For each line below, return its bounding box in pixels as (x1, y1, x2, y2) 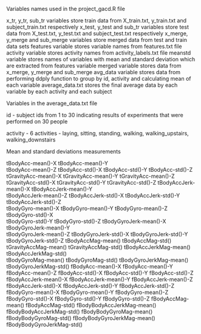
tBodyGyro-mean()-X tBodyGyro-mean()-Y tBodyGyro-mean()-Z (6, 205, 168, 212)
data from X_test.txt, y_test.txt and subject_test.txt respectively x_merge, (6, 30, 188, 37)
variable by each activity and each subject (6, 88, 112, 95)
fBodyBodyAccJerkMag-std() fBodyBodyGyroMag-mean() (6, 308, 153, 315)
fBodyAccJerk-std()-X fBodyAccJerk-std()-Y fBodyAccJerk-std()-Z (6, 282, 175, 289)
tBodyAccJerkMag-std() (6, 250, 67, 257)
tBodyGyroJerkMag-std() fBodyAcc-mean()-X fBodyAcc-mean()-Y (6, 263, 173, 270)
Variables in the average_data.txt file (6, 100, 98, 107)
